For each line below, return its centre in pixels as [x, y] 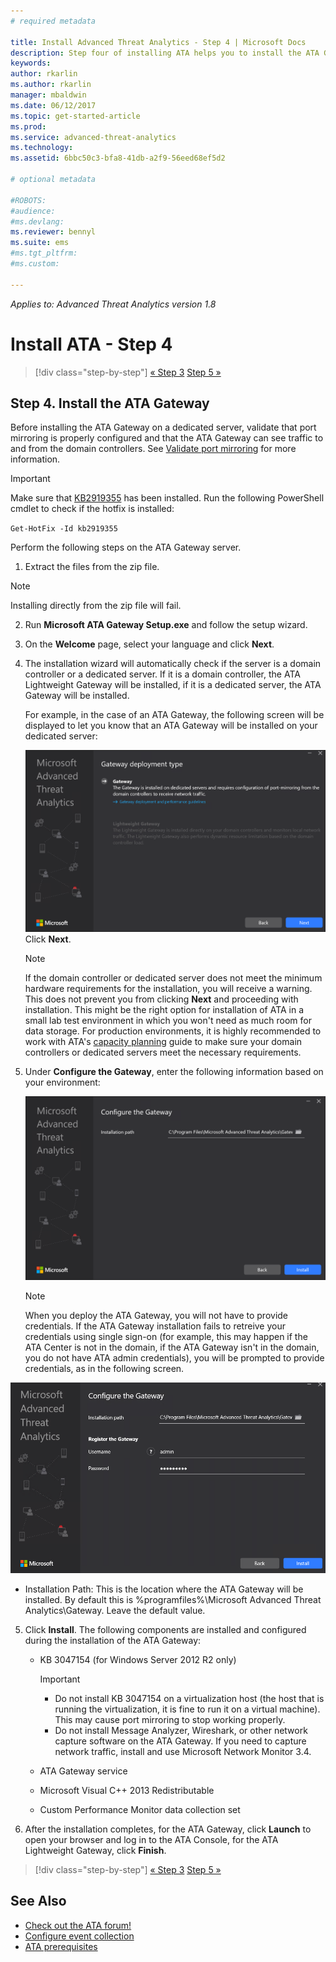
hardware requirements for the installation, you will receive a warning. [168, 989]
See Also [38, 1901]
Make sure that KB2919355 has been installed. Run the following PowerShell [167, 498]
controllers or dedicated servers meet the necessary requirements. [163, 1052]
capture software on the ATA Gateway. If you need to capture [180, 1741]
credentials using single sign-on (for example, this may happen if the [166, 1336]
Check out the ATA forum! [78, 1925]
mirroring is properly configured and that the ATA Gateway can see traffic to [167, 438]
